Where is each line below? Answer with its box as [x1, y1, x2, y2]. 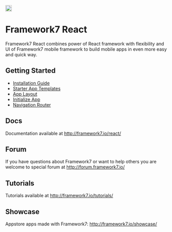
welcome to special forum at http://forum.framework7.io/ [5, 164, 125, 170]
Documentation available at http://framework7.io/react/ [5, 130, 122, 136]
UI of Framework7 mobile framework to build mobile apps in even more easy [5, 46, 167, 52]
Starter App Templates [12, 85, 61, 92]
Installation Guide [12, 80, 50, 86]
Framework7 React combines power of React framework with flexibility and [5, 40, 164, 47]
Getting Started [5, 67, 56, 75]
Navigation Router [12, 101, 51, 108]
